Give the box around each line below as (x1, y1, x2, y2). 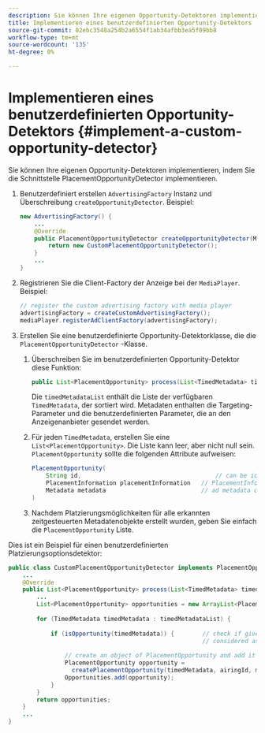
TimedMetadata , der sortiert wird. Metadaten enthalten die (31, 400, 217, 410)
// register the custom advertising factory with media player (19, 301, 233, 310)
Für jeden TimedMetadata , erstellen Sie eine (31, 433, 170, 442)
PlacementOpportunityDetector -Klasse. (19, 339, 148, 348)
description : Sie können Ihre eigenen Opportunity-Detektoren (8, 11, 217, 20)
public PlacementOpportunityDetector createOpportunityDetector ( (34, 234, 254, 243)
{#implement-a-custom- (77, 123, 243, 140)
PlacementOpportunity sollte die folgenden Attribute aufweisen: (31, 449, 237, 459)
